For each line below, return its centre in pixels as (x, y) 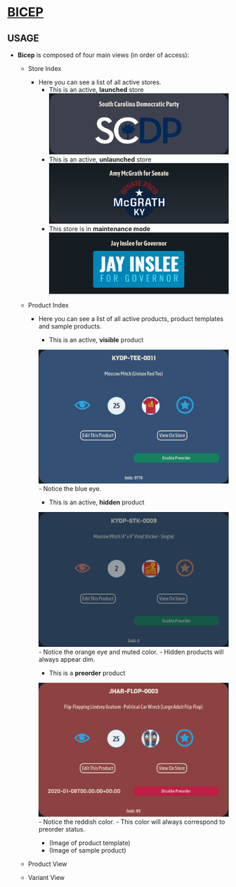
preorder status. (62, 829)
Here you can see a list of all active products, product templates (131, 318)
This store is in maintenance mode (100, 229)
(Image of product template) (90, 843)
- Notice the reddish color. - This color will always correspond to (132, 822)
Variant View (46, 878)
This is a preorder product (87, 673)
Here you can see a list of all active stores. (100, 82)
